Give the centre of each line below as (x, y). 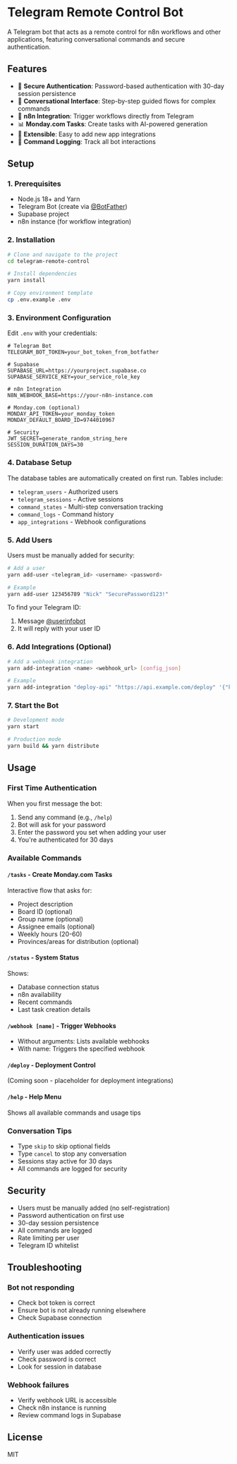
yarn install (26, 280)
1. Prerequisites (34, 184)
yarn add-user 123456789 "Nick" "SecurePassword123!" (88, 594)
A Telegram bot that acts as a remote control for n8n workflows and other (114, 32)
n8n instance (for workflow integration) (74, 222)
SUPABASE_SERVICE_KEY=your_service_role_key (74, 377)
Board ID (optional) (45, 912)
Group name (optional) (50, 919)
